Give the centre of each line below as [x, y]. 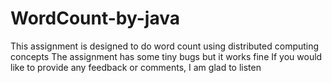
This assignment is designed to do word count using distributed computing [165, 46]
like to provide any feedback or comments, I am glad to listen [136, 67]
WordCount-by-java [95, 18]
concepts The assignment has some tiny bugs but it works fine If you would [166, 56]
